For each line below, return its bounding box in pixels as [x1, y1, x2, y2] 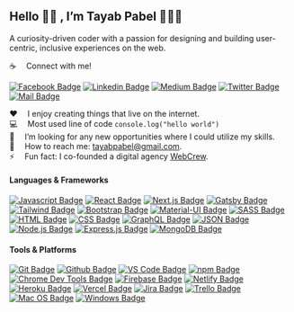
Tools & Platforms [9, 244, 77, 254]
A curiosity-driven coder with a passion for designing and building [9, 32, 254, 43]
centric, [9, 42, 38, 53]
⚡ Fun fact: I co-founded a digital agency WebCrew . [9, 150, 209, 162]
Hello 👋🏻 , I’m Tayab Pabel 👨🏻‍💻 [9, 9, 183, 24]
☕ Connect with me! [9, 60, 92, 71]
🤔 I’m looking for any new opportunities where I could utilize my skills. [9, 131, 276, 142]
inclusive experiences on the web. [39, 42, 166, 53]
